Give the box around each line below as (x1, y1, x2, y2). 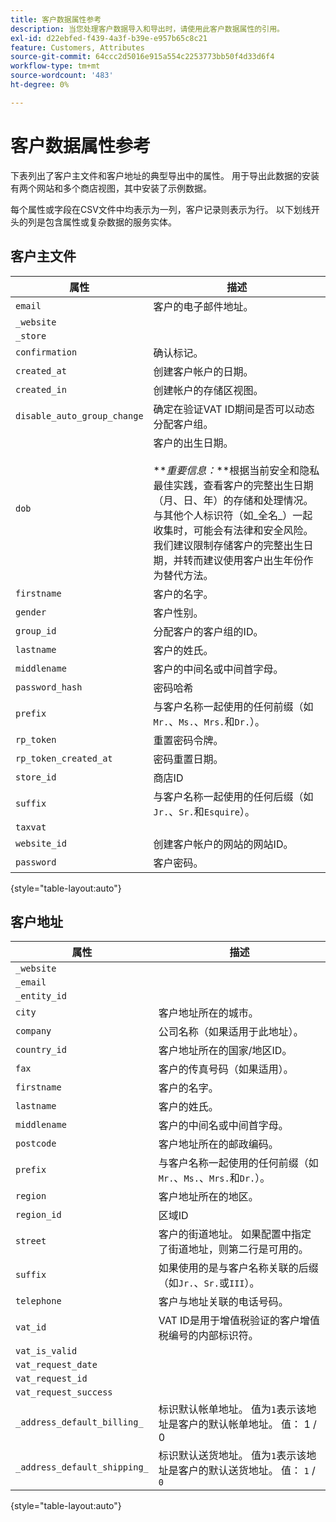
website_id (15, 837, 67, 849)
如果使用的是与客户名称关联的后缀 (158, 1261, 319, 1275)
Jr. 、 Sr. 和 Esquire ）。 (153, 804, 256, 818)
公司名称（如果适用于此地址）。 (158, 1025, 304, 1039)
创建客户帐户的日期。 (153, 364, 254, 378)
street (15, 1236, 47, 1247)
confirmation (15, 346, 78, 358)
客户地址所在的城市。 (158, 1006, 259, 1020)
